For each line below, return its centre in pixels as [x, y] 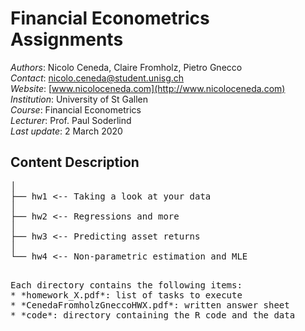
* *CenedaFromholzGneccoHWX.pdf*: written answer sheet [150, 305]
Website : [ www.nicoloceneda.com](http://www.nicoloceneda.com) [148, 88]
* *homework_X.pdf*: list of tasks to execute [126, 295]
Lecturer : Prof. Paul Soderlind [71, 120]
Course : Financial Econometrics [76, 109]
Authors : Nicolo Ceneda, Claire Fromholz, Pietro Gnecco [126, 67]
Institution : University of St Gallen [79, 99]
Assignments [67, 39]
